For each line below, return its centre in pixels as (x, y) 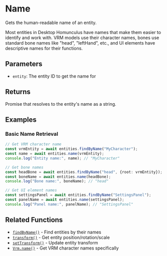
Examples (21, 119)
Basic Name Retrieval (32, 134)
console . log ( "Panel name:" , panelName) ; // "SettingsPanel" (69, 204)
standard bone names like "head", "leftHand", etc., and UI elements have (80, 43)
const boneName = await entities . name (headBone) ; (58, 177)
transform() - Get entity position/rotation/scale (61, 237)
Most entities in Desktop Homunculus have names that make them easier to (83, 32)
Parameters (24, 64)
